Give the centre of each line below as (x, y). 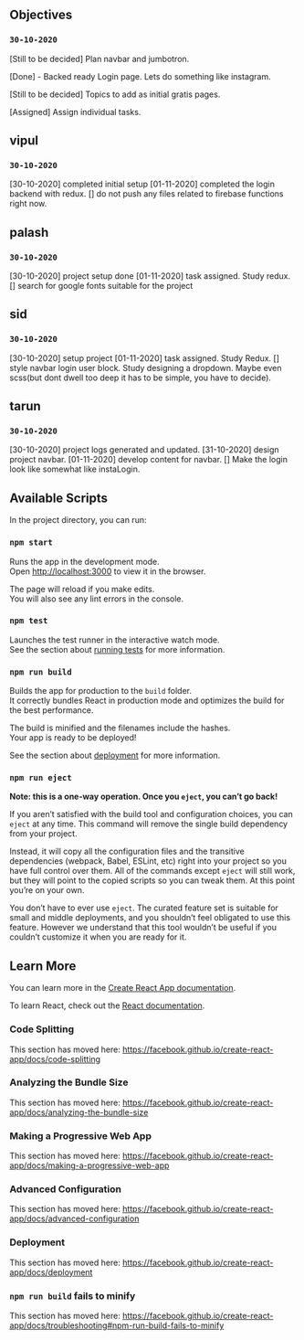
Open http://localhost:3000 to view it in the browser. (108, 571)
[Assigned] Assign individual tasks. (75, 112)
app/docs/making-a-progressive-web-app (89, 1165)
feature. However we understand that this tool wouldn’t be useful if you (143, 928)
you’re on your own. (47, 890)
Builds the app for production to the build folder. (101, 691)
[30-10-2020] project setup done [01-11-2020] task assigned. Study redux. (150, 276)
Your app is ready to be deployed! (73, 738)
